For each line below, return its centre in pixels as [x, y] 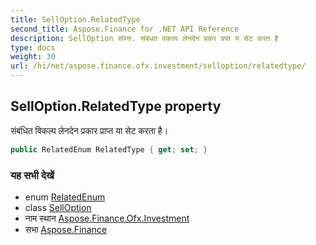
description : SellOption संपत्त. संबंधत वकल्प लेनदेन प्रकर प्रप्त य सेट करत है [144, 38]
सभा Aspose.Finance [66, 229]
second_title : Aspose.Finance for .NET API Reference [125, 29]
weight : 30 [33, 57]
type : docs [33, 47]
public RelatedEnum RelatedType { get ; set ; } [109, 149]
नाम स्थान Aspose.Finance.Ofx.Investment [107, 218]
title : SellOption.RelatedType [75, 19]
